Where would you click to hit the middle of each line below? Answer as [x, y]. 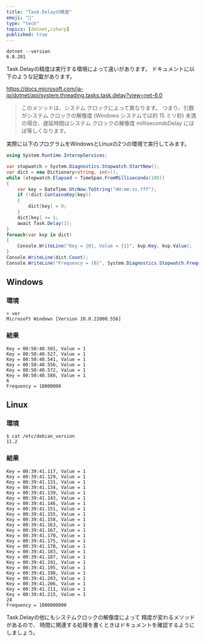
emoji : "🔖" [20, 18]
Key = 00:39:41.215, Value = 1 [46, 594]
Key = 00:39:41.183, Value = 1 [46, 552]
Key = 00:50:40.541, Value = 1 [46, 359]
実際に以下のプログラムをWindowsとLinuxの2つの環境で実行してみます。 [98, 144]
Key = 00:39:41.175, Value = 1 [46, 541]
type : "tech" [23, 23]
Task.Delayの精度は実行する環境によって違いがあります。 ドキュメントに [98, 69]
